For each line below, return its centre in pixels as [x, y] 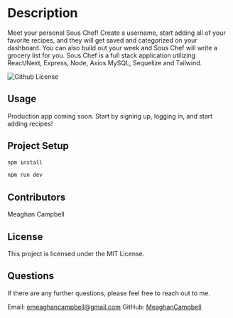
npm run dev [25, 175]
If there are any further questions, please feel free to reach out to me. [109, 293]
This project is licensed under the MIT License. [76, 253]
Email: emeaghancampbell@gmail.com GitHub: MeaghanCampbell [104, 307]
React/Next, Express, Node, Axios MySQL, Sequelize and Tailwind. [105, 62]
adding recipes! [30, 124]
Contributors [37, 197]
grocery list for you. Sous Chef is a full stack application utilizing [102, 55]
